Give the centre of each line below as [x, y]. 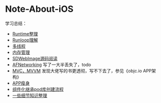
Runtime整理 [25, 34]
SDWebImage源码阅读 [35, 58]
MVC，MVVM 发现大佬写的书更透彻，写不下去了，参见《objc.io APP [82, 70]
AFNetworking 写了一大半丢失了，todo [52, 65]
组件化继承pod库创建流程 [38, 89]
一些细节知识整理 [30, 95]
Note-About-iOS [39, 9]
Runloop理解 [25, 40]
